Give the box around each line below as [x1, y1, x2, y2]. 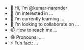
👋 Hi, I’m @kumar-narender [10, 5, 68, 11]
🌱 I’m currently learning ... [10, 16, 65, 21]
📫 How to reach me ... [10, 27, 58, 33]
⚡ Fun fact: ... [10, 40, 38, 46]
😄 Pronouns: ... [10, 34, 43, 40]
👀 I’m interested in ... [10, 10, 53, 16]
